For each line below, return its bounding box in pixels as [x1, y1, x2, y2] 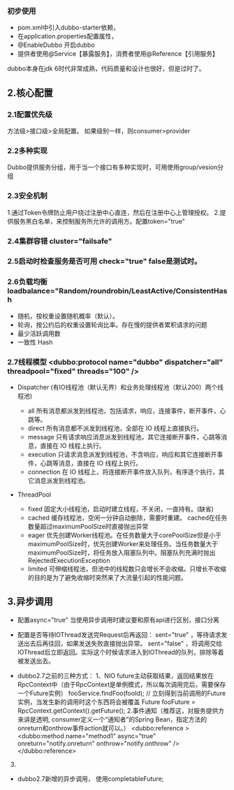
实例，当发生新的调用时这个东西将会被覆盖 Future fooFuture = [17, 697, 196, 706]
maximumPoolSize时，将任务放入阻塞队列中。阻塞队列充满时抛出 [27, 548, 216, 557]
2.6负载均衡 [7, 277, 47, 287]
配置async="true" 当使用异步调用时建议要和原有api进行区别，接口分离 [17, 615, 220, 624]
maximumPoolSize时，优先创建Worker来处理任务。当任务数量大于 [27, 540, 219, 548]
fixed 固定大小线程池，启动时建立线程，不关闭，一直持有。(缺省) [27, 505, 214, 513]
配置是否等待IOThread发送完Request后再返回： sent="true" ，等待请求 [17, 630, 221, 638]
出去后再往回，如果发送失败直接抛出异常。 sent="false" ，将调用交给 [23, 639, 222, 648]
